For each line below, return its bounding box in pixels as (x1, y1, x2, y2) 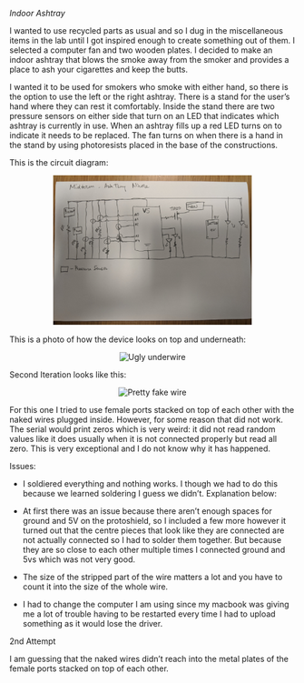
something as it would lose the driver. (22, 618, 163, 628)
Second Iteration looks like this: (9, 368, 127, 380)
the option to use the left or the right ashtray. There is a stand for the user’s (9, 91, 290, 102)
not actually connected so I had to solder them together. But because (22, 534, 282, 545)
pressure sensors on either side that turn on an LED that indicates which (9, 111, 279, 121)
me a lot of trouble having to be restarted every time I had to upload (22, 608, 276, 619)
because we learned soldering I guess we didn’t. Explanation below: (22, 487, 278, 498)
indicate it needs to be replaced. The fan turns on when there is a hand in (9, 130, 284, 140)
